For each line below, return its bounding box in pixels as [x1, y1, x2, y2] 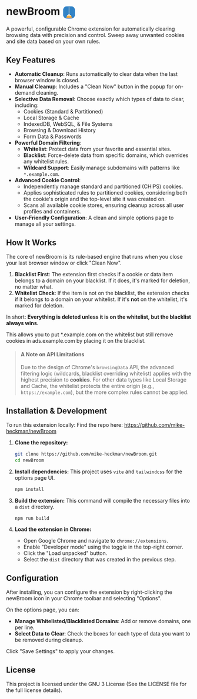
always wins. [6, 319, 39, 326]
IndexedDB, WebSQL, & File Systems [23, 121, 113, 128]
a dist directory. [14, 503, 55, 510]
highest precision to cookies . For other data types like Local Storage [20, 376, 187, 383]
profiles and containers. [23, 208, 81, 215]
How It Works [6, 238, 57, 248]
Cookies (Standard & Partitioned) [23, 108, 103, 115]
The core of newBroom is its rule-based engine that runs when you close [6, 253, 183, 260]
